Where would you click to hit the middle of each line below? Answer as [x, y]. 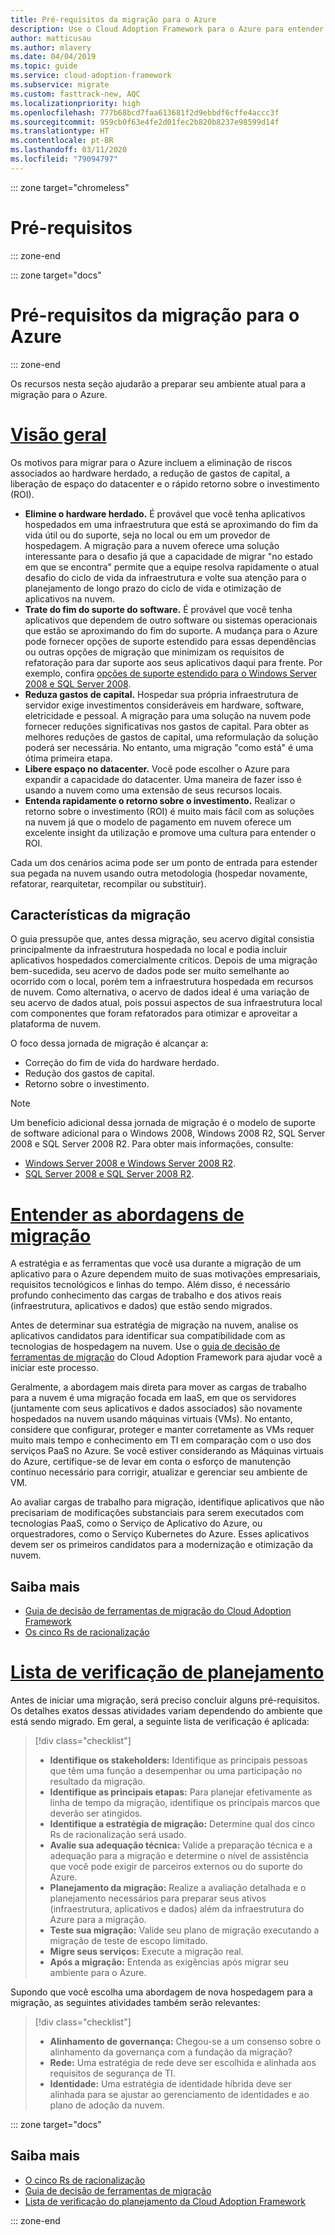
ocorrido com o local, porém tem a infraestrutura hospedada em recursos [162, 982]
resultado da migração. [97, 1782]
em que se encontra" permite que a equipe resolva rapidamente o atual [172, 567]
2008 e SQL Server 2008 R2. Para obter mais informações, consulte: [152, 1144]
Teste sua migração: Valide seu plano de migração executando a [184, 1930]
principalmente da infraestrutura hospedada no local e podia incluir [149, 950]
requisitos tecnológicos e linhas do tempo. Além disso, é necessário [150, 1285]
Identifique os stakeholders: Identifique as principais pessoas [178, 1760]
